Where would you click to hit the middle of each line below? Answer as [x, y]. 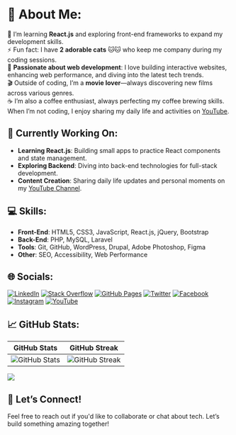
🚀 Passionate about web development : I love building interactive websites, [117, 67]
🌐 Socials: [30, 277]
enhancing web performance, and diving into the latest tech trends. [106, 74]
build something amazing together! [58, 424]
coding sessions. [32, 60]
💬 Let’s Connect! [45, 399]
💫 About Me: [45, 15]
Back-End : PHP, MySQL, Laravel [65, 239]
